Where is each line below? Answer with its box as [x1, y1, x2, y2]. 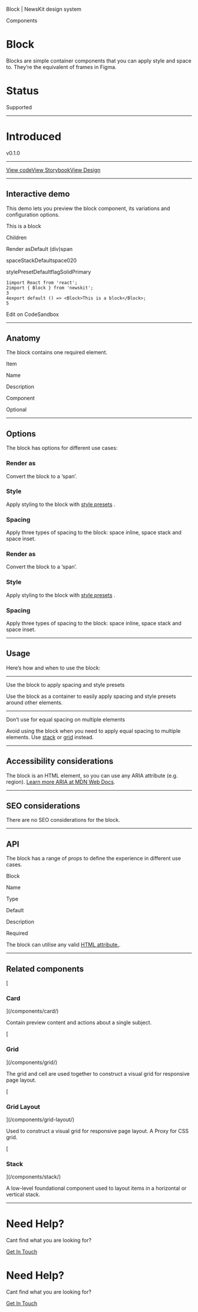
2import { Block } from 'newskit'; [6, 285, 94, 291]
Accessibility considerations [6, 756, 114, 766]
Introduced [6, 130, 62, 143]
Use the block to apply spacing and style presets [6, 681, 125, 688]
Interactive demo [6, 189, 70, 199]
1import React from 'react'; [6, 279, 78, 286]
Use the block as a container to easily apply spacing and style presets [6, 693, 176, 700]
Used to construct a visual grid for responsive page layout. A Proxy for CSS [6, 1127, 189, 1134]
